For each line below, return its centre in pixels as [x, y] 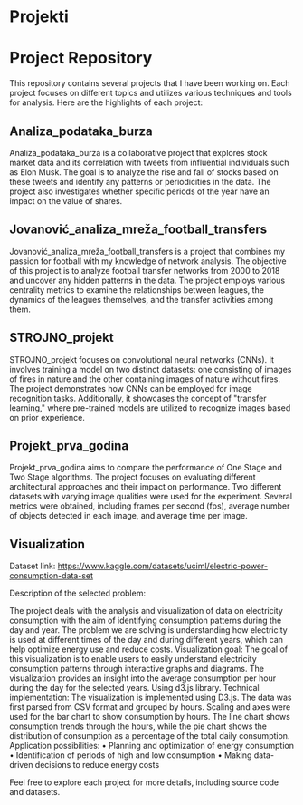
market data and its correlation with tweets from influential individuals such [149, 162]
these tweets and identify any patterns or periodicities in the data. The [140, 181]
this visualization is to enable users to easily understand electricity [133, 659]
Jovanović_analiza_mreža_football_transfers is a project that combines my [147, 251]
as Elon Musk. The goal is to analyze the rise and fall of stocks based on [144, 172]
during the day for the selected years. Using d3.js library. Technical [134, 688]
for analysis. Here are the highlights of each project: [106, 102]
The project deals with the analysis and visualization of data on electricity [146, 611]
